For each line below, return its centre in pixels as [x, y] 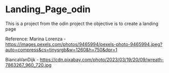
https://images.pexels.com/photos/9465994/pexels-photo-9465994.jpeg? [84, 44]
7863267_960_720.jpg [28, 65]
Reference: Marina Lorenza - [36, 39]
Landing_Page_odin [48, 9]
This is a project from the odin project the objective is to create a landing [82, 23]
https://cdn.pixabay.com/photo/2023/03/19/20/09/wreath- [102, 59]
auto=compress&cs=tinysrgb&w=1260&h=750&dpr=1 [61, 50]
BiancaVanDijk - [22, 59]
